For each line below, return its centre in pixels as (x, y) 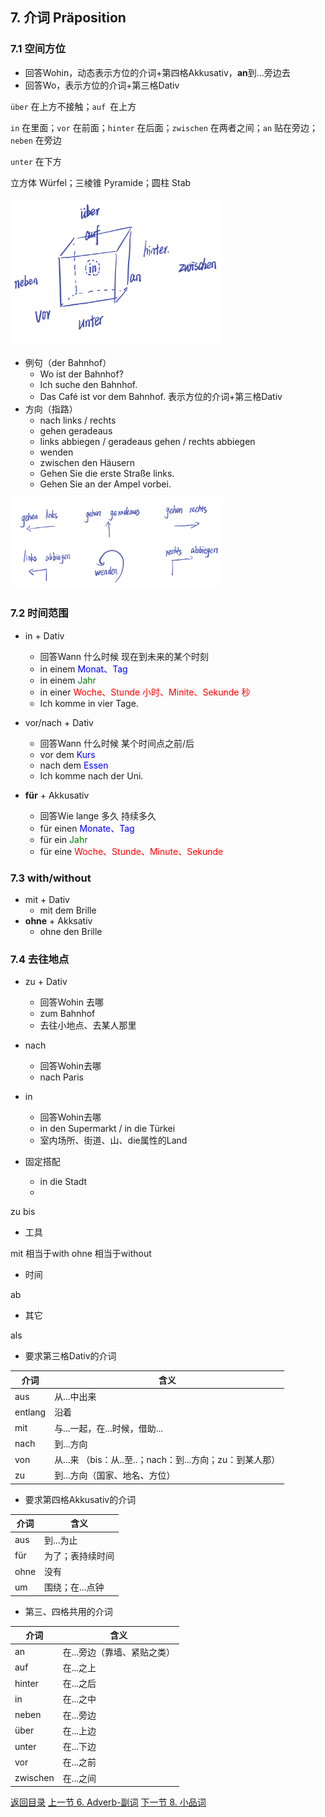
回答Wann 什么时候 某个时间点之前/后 (117, 743)
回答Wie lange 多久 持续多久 (98, 815)
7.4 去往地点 (40, 959)
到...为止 (61, 1540)
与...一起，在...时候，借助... (108, 1428)
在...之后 (79, 1684)
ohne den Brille (71, 932)
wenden (56, 452)
